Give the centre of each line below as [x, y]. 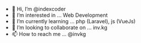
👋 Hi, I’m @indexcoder [39, 9]
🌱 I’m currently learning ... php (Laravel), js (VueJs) [73, 21]
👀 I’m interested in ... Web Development [60, 15]
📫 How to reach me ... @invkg [49, 34]
